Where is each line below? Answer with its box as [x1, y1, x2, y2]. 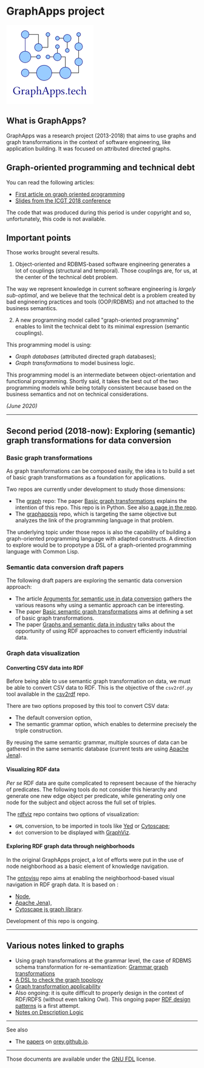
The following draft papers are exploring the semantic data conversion [6, 577, 183, 584]
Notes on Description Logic [15, 1008, 84, 1016]
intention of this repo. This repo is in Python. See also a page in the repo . [15, 504, 198, 511]
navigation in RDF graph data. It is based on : [6, 881, 119, 888]
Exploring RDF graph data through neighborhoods [6, 842, 135, 850]
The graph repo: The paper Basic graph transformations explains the [15, 498, 187, 505]
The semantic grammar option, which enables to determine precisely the [15, 721, 197, 728]
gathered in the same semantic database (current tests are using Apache [6, 745, 189, 752]
